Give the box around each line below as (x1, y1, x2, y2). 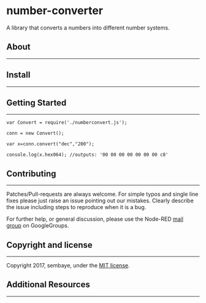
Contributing (6, 168, 56, 178)
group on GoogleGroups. (6, 222, 69, 229)
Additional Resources (6, 280, 90, 290)
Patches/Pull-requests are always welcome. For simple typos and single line (6, 191, 199, 198)
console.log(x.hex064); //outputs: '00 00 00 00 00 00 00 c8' (6, 151, 169, 158)
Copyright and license (6, 240, 93, 250)
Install (6, 70, 31, 80)
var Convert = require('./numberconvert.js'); (6, 120, 128, 126)
